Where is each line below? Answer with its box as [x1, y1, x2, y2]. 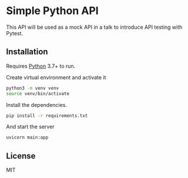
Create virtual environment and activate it [6, 73, 106, 80]
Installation [6, 47, 48, 57]
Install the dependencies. [6, 101, 68, 108]
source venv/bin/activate [6, 90, 69, 96]
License [6, 151, 36, 161]
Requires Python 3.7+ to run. [6, 62, 76, 69]
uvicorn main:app [6, 135, 49, 140]
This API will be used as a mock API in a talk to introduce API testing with [6, 23, 183, 31]
